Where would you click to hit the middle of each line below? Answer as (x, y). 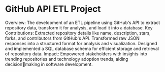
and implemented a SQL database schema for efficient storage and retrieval (82, 48)
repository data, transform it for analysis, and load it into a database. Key (79, 27)
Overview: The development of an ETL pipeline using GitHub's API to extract (82, 23)
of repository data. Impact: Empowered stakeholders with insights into (76, 54)
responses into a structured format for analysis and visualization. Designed (81, 43)
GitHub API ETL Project (53, 9)
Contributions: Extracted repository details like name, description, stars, (78, 33)
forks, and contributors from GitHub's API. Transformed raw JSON (72, 38)
